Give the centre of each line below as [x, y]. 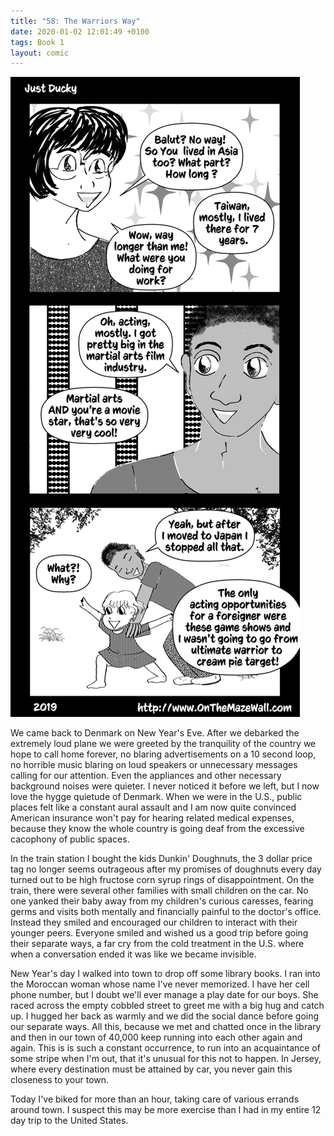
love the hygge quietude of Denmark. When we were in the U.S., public [156, 797]
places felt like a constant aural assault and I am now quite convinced [153, 807]
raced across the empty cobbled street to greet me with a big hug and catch [167, 1006]
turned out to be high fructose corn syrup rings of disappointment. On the [162, 880]
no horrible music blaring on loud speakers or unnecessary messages [154, 765]
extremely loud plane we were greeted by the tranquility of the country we [163, 744]
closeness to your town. [60, 1080]
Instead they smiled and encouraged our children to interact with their [154, 922]
